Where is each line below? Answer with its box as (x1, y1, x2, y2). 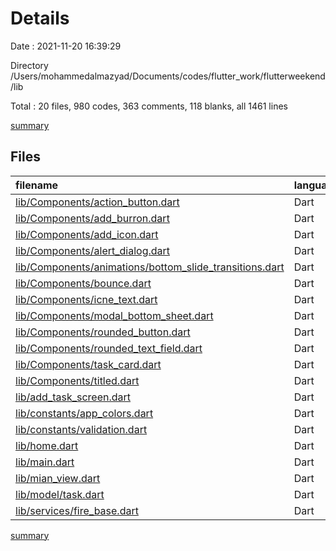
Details (10, 7, 70, 30)
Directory (10, 59, 49, 71)
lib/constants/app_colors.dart (15, 406, 154, 420)
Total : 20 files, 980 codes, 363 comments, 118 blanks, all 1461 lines (10, 100, 288, 112)
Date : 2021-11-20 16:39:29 (10, 40, 122, 52)
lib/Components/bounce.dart (15, 276, 152, 290)
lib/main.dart (15, 455, 75, 469)
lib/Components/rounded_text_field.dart (15, 341, 203, 355)
